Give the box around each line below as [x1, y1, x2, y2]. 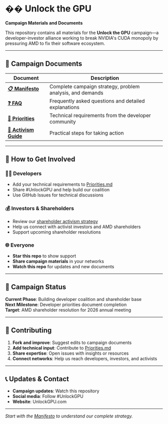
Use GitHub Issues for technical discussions [12, 192, 103, 198]
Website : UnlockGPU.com [12, 399, 66, 405]
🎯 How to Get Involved [5, 155, 75, 164]
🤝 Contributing [5, 326, 52, 335]
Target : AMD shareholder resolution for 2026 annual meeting [5, 306, 131, 313]
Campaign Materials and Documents [5, 20, 83, 26]
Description [90, 74, 119, 81]
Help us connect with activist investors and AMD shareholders [12, 224, 141, 230]
